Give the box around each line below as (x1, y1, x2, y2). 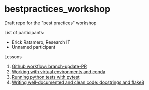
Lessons (4, 53, 22, 60)
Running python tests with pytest (11, 74, 80, 80)
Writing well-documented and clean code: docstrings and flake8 (11, 79, 145, 85)
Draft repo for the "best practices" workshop (4, 20, 97, 26)
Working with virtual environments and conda (11, 68, 106, 75)
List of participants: (4, 29, 44, 35)
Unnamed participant (11, 44, 56, 50)
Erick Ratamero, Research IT (11, 39, 71, 45)
